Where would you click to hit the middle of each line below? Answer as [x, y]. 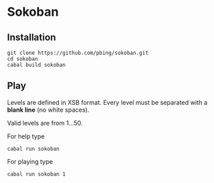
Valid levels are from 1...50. [45, 123]
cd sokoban [23, 59]
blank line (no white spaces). [48, 110]
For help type [26, 136]
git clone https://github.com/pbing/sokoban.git [78, 53]
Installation [32, 37]
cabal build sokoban [37, 65]
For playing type [30, 161]
